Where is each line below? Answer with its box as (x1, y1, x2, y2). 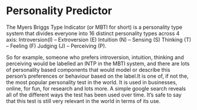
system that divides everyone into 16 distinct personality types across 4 (6, 29, 180, 36)
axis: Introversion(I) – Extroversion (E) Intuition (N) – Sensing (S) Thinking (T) (6, 36, 192, 43)
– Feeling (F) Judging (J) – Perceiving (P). (6, 42, 107, 49)
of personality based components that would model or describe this (6, 66, 171, 73)
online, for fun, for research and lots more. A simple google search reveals (6, 85, 186, 92)
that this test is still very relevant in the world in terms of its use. (6, 97, 161, 104)
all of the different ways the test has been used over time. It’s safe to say (6, 91, 182, 98)
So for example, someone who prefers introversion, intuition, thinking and (6, 54, 184, 61)
